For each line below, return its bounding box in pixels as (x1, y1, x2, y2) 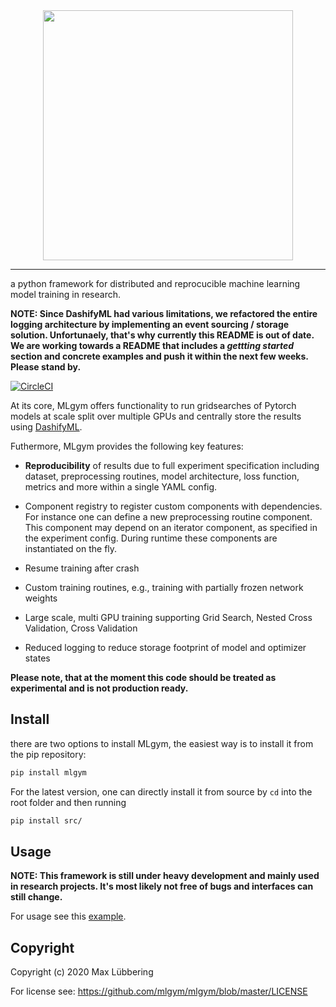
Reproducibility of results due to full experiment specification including (24, 460, 320, 471)
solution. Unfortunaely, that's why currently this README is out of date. (10, 329, 315, 341)
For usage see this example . (10, 910, 127, 923)
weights (24, 592, 58, 604)
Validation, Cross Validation (24, 622, 138, 634)
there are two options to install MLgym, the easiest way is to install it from (10, 737, 314, 749)
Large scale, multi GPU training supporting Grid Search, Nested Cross (24, 612, 313, 623)
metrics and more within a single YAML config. (24, 481, 218, 493)
